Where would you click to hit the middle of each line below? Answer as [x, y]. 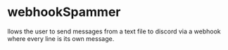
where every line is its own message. [61, 38]
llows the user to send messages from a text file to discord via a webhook [114, 31]
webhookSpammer [64, 12]
